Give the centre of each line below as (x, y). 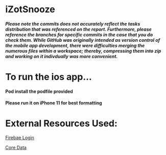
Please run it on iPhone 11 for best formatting (54, 103)
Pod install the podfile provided (39, 91)
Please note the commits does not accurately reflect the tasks (73, 23)
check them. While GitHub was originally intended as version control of (83, 40)
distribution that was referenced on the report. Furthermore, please (79, 29)
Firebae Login (20, 138)
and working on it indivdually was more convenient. (62, 56)
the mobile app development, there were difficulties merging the (75, 45)
